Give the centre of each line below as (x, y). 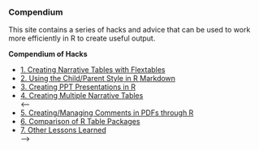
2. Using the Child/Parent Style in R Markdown (98, 79)
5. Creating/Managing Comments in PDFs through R (107, 113)
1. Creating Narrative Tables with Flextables (93, 70)
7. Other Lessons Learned (63, 130)
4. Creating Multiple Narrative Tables (82, 96)
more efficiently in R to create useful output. (82, 38)
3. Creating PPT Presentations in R (78, 87)
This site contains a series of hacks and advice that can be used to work (129, 30)
